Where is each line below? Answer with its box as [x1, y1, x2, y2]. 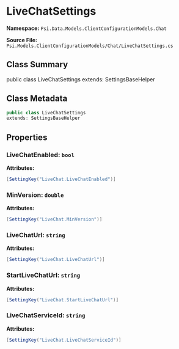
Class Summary [6, 59, 68, 70]
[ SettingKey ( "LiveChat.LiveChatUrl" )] [6, 257, 105, 263]
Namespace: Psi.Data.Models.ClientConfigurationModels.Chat [6, 24, 167, 32]
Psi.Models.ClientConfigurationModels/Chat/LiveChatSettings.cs [6, 43, 174, 49]
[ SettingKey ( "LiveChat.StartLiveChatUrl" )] [6, 296, 119, 303]
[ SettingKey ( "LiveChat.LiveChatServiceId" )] [6, 337, 122, 343]
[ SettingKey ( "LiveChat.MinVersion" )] [6, 216, 103, 222]
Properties [6, 132, 48, 142]
